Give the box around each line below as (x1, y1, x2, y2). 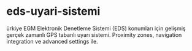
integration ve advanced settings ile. (6, 37, 98, 45)
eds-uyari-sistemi (6, 4, 101, 18)
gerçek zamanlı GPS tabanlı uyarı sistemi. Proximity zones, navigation (6, 31, 182, 38)
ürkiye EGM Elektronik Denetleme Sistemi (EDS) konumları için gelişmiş (6, 25, 186, 32)
